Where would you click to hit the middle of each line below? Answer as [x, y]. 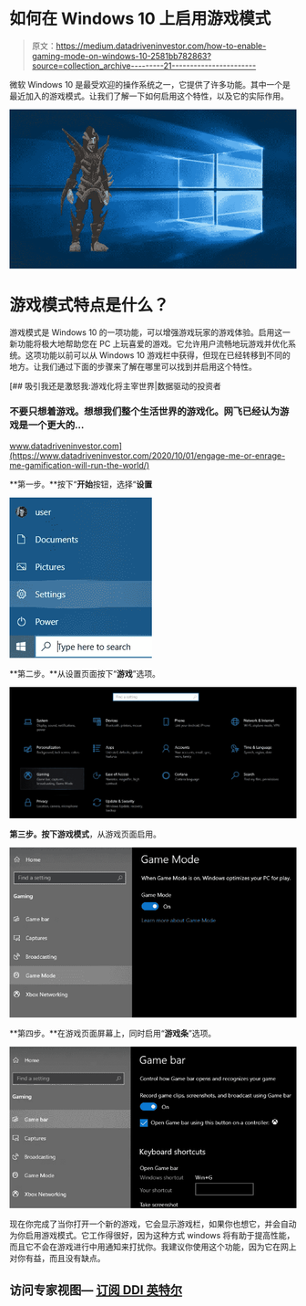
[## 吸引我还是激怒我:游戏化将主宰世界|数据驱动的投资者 [115, 385]
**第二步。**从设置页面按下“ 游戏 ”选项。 [85, 673]
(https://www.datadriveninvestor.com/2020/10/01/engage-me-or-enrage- [148, 455]
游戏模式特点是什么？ [90, 305]
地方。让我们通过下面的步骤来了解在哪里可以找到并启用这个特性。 [133, 366]
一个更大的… [56, 426]
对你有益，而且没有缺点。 [57, 1259]
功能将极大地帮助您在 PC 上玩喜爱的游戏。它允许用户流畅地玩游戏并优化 [153, 343]
